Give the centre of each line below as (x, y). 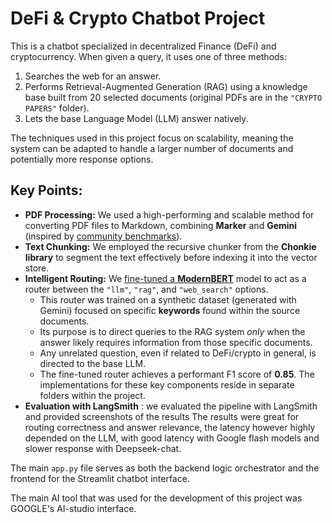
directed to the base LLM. (93, 363)
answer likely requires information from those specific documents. (176, 342)
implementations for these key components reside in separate (167, 384)
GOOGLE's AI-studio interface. (73, 508)
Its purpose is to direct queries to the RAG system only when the (172, 331)
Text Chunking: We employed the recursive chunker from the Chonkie (170, 246)
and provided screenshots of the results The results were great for (162, 416)
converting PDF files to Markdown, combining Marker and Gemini (161, 225)
